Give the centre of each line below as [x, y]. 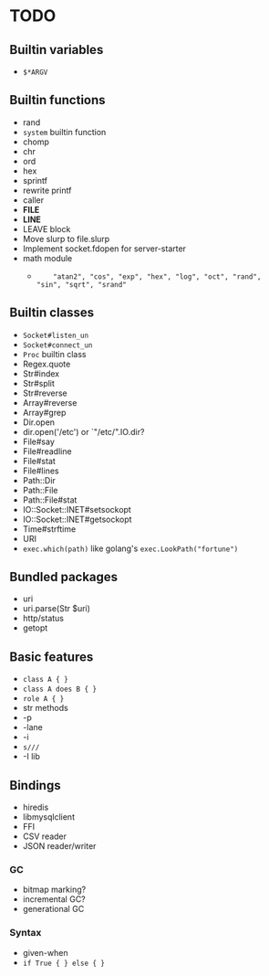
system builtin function [64, 132]
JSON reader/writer [59, 846]
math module [47, 258]
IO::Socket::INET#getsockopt [77, 519]
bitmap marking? [54, 890]
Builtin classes [52, 313]
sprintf [35, 180]
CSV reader [44, 836]
